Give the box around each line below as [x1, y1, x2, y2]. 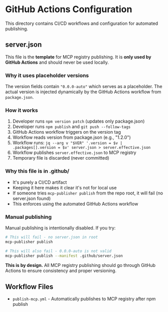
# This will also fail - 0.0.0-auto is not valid [5, 248, 112, 254]
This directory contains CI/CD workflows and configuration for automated [5, 20, 158, 26]
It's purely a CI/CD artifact [12, 179, 67, 185]
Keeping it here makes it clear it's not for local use [12, 184, 117, 190]
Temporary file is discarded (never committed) [12, 155, 109, 161]
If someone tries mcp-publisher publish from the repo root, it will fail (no [12, 190, 163, 196]
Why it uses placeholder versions [5, 72, 89, 79]
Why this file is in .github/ [5, 168, 70, 175]
